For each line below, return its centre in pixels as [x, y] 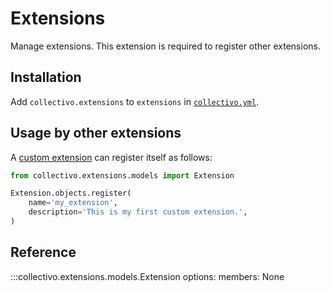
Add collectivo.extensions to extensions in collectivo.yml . [135, 101]
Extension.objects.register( [71, 193]
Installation [46, 77]
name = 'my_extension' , [73, 203]
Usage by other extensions [96, 133]
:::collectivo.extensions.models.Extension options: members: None [147, 276]
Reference [43, 252]
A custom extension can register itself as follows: [111, 157]
